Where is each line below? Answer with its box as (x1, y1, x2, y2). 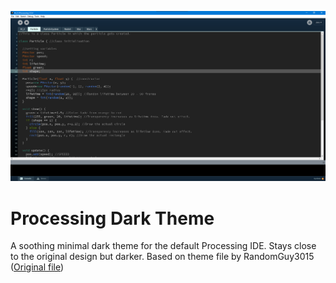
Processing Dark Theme (10, 207, 215, 230)
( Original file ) (10, 261, 65, 273)
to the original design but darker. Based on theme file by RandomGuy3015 (10, 251, 315, 263)
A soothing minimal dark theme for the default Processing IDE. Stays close (10, 240, 317, 252)
